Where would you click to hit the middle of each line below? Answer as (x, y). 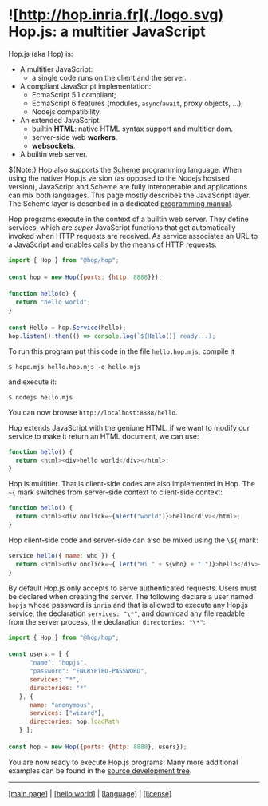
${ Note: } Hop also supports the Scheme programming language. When (125, 169)
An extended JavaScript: (60, 120)
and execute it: (33, 382)
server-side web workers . (75, 137)
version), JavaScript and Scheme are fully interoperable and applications (128, 186)
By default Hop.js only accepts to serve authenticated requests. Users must (132, 588)
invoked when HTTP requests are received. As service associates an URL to (133, 236)
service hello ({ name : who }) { (62, 556)
